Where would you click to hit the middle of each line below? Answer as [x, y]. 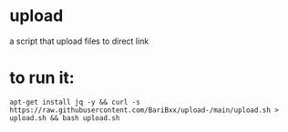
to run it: [42, 78]
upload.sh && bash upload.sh [65, 118]
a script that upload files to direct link [79, 41]
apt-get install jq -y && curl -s [75, 102]
